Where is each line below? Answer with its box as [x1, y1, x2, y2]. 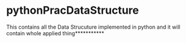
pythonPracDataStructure [6, 4, 139, 17]
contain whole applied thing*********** [6, 29, 104, 36]
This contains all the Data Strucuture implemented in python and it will [6, 23, 181, 30]
